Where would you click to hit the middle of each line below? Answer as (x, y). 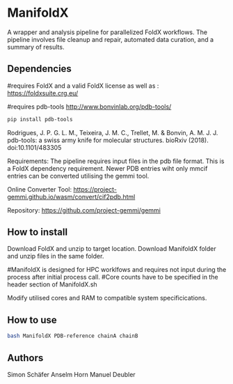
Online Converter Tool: (40, 189)
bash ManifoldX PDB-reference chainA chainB (73, 336)
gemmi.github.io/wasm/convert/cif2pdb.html (71, 197)
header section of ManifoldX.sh (52, 284)
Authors (25, 358)
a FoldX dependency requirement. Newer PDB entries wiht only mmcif (107, 168)
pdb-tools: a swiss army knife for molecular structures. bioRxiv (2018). (108, 140)
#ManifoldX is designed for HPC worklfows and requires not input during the (117, 270)
